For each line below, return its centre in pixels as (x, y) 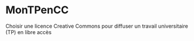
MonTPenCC (37, 10)
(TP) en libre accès (29, 32)
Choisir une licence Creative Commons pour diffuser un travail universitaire (97, 26)
